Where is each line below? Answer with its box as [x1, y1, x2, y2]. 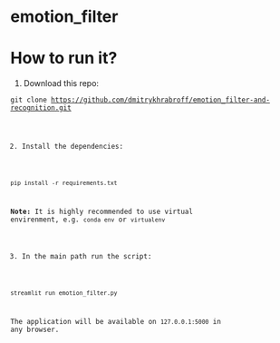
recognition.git [10, 103, 72, 113]
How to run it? [10, 48, 118, 69]
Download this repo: [23, 78, 99, 89]
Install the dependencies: [22, 142, 124, 152]
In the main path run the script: [22, 252, 152, 261]
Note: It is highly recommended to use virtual [10, 207, 194, 216]
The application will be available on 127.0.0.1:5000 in [10, 317, 221, 326]
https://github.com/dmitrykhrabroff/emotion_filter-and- [50, 95, 271, 105]
